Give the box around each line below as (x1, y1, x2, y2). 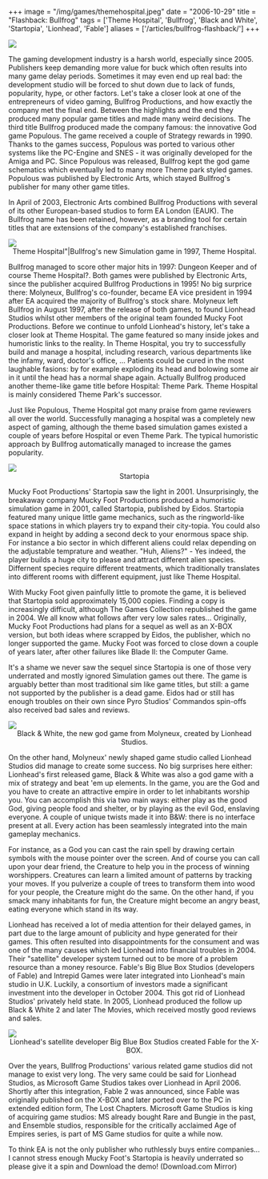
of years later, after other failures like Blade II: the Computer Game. (8, 647, 229, 656)
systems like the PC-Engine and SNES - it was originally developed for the (8, 148, 253, 157)
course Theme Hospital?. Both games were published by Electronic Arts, (8, 271, 247, 280)
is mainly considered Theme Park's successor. (8, 390, 162, 399)
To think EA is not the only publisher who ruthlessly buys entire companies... (8, 1145, 260, 1154)
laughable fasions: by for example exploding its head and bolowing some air (8, 364, 259, 373)
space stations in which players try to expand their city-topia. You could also (8, 521, 261, 530)
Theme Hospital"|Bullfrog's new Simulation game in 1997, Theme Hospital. (12, 247, 257, 256)
